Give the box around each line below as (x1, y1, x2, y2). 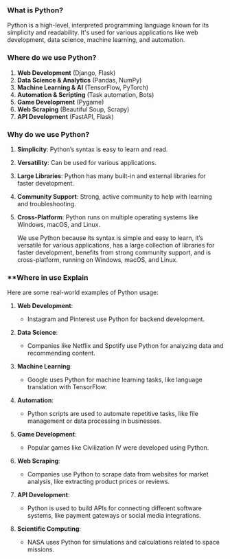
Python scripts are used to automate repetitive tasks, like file (27, 410, 199, 418)
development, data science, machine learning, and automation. (7, 36, 185, 44)
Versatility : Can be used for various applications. (16, 158, 157, 166)
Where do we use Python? (7, 53, 97, 63)
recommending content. (27, 349, 96, 358)
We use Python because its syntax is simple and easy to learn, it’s (16, 233, 204, 242)
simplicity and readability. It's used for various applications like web (7, 28, 198, 36)
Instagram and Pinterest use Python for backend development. (27, 315, 205, 323)
